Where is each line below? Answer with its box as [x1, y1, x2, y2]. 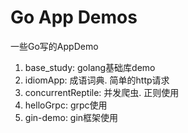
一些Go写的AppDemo [10, 40, 99, 52]
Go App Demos [10, 6, 138, 29]
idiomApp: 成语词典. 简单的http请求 [24, 74, 170, 86]
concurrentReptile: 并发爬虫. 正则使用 [24, 86, 180, 98]
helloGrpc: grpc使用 [24, 99, 108, 111]
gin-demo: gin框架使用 [24, 111, 119, 123]
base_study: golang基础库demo [24, 61, 156, 73]
